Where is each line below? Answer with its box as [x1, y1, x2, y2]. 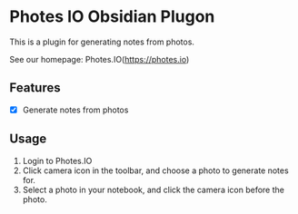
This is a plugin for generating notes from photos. [9, 36, 195, 47]
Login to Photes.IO [22, 155, 93, 166]
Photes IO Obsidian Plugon [9, 6, 215, 27]
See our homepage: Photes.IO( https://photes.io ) [9, 53, 190, 64]
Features [9, 80, 61, 96]
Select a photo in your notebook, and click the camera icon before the [22, 184, 284, 195]
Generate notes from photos [22, 104, 129, 115]
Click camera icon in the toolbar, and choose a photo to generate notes [22, 165, 289, 176]
